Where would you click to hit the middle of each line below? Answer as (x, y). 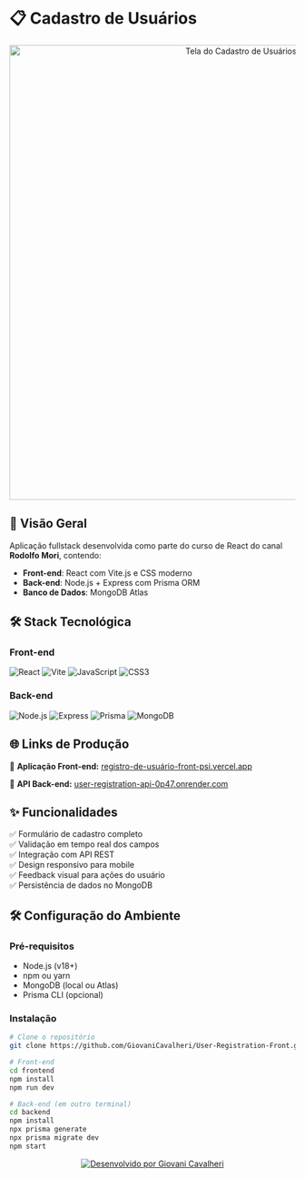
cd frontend (32, 1071)
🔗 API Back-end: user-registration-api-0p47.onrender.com (119, 783)
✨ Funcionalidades (64, 812)
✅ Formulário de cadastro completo (76, 834)
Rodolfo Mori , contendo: (55, 555)
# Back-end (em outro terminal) (70, 1104)
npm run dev (32, 1087)
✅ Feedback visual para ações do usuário (87, 875)
